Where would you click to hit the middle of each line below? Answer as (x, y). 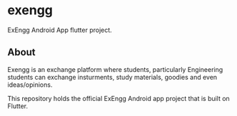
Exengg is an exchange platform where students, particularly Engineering (115, 69)
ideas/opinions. (30, 85)
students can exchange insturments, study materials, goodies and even (112, 77)
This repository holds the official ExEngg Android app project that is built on (118, 98)
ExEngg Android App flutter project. (60, 30)
